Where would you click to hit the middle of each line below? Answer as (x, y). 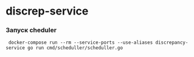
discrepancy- (172, 43)
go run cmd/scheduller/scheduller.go (75, 48)
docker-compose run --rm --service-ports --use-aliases (81, 43)
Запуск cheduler (31, 30)
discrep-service (47, 11)
